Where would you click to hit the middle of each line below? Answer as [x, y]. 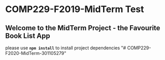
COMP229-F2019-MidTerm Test [75, 9]
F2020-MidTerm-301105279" [36, 53]
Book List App [28, 36]
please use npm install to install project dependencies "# [66, 48]
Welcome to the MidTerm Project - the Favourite [83, 28]
